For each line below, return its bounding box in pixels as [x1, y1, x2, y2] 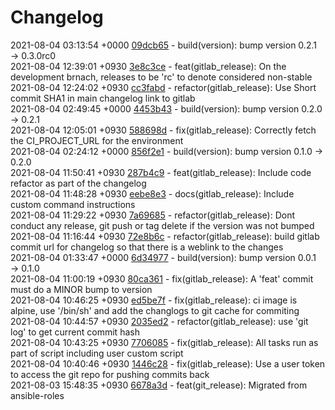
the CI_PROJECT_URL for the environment [10, 134, 184, 146]
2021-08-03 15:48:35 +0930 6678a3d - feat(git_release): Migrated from [10, 379, 308, 391]
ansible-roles [10, 389, 65, 401]
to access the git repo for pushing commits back [10, 368, 210, 380]
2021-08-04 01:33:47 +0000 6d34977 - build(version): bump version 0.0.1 [10, 251, 317, 263]
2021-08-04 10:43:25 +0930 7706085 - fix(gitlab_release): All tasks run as [10, 336, 319, 348]
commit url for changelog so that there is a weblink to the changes [10, 241, 284, 253]
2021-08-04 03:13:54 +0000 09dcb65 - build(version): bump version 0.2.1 [10, 39, 317, 51]
